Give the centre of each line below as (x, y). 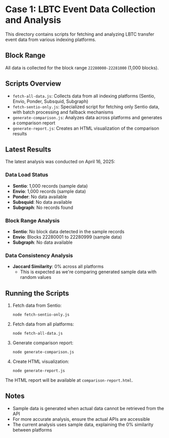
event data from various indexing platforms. (51, 40)
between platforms (32, 430)
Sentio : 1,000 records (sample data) (50, 186)
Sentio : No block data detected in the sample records (69, 231)
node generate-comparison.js (43, 352)
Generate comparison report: (43, 343)
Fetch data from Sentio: (37, 306)
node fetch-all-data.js (38, 334)
